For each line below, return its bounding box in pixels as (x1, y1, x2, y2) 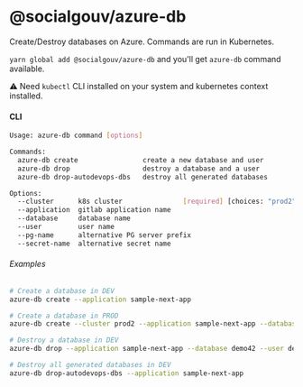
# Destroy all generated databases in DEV (9, 361, 171, 370)
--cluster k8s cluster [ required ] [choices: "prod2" (17, 197, 297, 207)
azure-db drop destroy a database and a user (17, 164, 260, 173)
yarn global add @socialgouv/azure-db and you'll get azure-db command (9, 53, 281, 64)
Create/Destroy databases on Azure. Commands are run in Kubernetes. (9, 36, 275, 47)
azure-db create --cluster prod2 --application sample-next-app (9, 319, 256, 328)
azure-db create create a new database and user (17, 155, 264, 164)
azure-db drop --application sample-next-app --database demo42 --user (9, 345, 284, 354)
